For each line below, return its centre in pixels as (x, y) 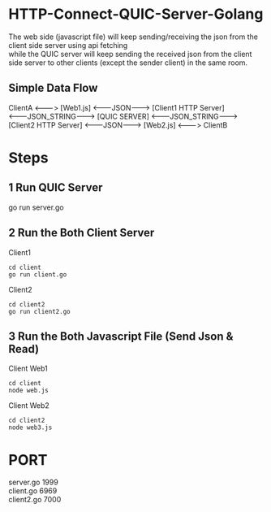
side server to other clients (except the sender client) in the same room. (128, 63)
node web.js (28, 391)
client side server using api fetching (68, 45)
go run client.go (38, 274)
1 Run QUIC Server (56, 188)
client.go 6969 (33, 491)
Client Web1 (28, 369)
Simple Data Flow (53, 88)
